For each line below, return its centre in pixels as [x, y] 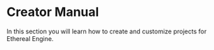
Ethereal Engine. [30, 38]
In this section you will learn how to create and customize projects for [107, 31]
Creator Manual [53, 12]
